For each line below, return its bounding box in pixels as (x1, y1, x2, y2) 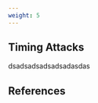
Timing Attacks (8, 41, 85, 54)
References (8, 84, 66, 97)
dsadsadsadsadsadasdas (8, 61, 90, 71)
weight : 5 (8, 11, 41, 20)
